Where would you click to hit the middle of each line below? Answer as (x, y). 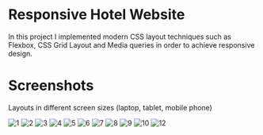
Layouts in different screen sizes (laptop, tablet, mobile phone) (110, 107)
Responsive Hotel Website (97, 15)
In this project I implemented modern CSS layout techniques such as (120, 37)
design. (21, 53)
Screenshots (51, 86)
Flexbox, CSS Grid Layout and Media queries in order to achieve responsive (131, 44)
